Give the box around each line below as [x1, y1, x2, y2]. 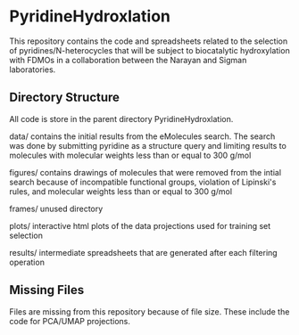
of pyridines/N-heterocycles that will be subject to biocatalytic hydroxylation [9, 45, 290, 55]
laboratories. [9, 64, 56, 75]
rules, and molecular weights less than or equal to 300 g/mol [9, 185, 233, 197]
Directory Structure [9, 90, 120, 105]
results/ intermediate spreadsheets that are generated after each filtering [9, 247, 278, 257]
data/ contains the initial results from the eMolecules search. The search [9, 131, 276, 142]
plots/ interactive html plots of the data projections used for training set [9, 220, 271, 231]
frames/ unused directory [9, 203, 104, 214]
